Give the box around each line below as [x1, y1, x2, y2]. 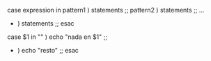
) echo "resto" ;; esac [17, 46, 79, 54]
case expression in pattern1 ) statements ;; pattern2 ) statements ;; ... [7, 6, 205, 14]
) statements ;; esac [17, 19, 75, 27]
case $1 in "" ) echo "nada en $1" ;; [7, 33, 108, 41]
